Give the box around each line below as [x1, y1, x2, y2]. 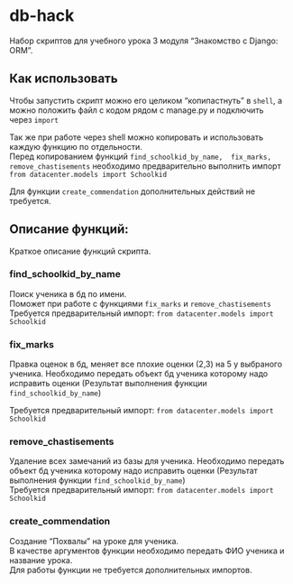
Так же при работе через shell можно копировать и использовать [9, 132, 264, 143]
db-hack [9, 5, 75, 26]
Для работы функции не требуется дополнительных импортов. [9, 564, 252, 575]
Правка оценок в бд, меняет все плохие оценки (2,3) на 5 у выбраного [9, 358, 282, 370]
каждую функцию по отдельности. [9, 141, 142, 152]
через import [9, 114, 59, 125]
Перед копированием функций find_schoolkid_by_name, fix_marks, [9, 151, 272, 162]
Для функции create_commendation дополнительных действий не [9, 186, 255, 197]
